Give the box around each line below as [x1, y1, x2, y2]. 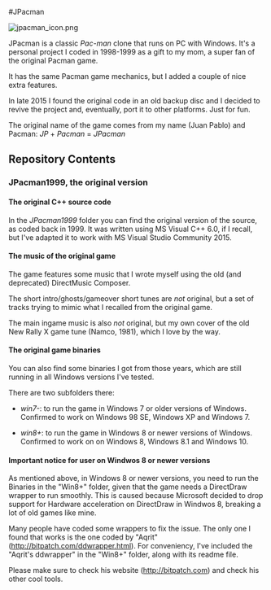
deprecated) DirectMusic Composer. [8, 278, 131, 287]
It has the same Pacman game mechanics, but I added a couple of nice [8, 72, 247, 81]
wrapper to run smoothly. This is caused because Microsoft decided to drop [8, 491, 264, 500]
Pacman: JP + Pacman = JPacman [8, 129, 126, 138]
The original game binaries [8, 345, 102, 355]
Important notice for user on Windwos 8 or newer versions [8, 455, 211, 465]
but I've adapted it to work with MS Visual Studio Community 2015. [8, 232, 232, 243]
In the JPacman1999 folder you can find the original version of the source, [8, 215, 258, 225]
